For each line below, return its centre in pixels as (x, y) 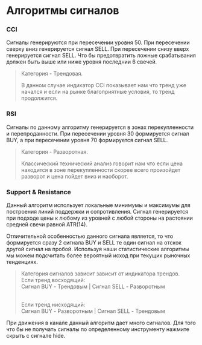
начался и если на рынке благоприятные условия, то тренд (98, 92)
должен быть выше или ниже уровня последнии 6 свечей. (82, 62)
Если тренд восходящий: (53, 280)
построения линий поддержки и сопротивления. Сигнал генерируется (97, 212)
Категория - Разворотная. (55, 151)
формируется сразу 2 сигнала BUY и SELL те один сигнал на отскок (94, 243)
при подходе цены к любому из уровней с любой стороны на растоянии (99, 218)
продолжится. (39, 98)
